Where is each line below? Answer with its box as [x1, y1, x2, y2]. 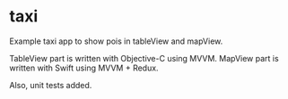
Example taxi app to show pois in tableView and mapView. [9, 36, 223, 46]
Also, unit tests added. [9, 79, 92, 90]
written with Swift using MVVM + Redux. [9, 62, 159, 73]
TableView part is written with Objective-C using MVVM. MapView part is [9, 53, 280, 63]
